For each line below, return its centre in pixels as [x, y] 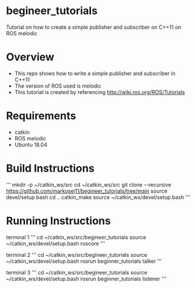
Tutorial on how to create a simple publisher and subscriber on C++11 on [94, 27]
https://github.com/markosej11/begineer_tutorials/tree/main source [87, 191]
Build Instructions [51, 168]
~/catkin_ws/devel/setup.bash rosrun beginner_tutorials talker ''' [84, 261]
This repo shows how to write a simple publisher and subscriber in [95, 73]
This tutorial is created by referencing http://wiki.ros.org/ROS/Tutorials [100, 92]
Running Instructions [58, 221]
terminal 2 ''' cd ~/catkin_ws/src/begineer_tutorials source [77, 254]
